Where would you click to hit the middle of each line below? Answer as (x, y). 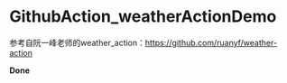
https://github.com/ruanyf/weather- (211, 42)
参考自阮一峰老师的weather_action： (78, 42)
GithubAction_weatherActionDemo (143, 17)
